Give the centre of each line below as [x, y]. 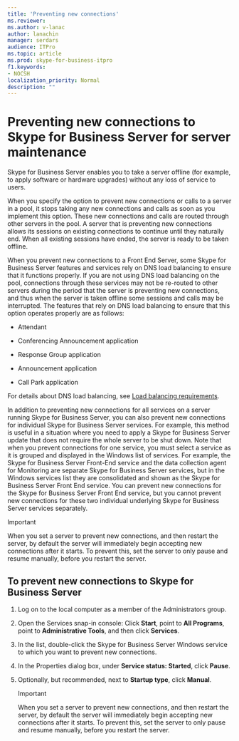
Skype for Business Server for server [119, 137]
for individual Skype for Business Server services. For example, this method [118, 425]
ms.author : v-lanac [36, 27]
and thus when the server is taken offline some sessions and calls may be [116, 298]
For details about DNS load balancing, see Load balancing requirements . [113, 396]
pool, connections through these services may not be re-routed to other [113, 283]
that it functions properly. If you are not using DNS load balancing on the [113, 276]
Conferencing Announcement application [78, 341]
